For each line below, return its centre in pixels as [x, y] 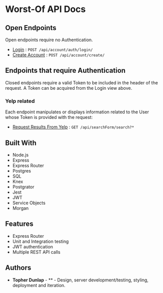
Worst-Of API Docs [45, 9]
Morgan [20, 208]
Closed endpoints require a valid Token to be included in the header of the [82, 83]
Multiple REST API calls [36, 252]
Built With [21, 143]
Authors [18, 268]
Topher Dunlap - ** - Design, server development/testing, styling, [80, 280]
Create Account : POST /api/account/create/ [58, 55]
